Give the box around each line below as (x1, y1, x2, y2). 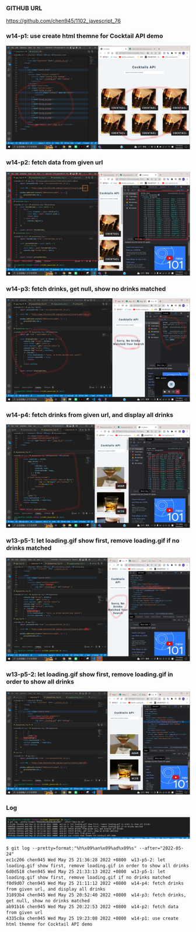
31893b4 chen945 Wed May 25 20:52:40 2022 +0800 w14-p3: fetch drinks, (6, 892, 187, 898)
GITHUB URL (6, 4, 43, 12)
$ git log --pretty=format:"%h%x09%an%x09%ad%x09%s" (6, 845, 137, 851)
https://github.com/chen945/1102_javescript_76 (6, 18, 121, 25)
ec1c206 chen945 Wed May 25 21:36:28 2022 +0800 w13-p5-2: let (6, 857, 166, 863)
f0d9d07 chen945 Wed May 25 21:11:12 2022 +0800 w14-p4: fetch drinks (6, 880, 184, 886)
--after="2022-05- (139, 845, 184, 851)
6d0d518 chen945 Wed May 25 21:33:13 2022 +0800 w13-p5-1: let (6, 868, 166, 875)
